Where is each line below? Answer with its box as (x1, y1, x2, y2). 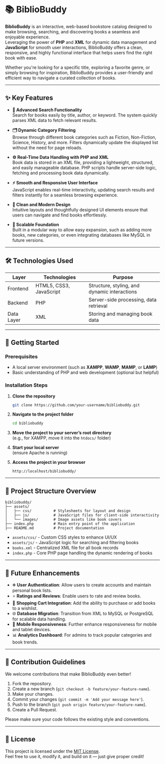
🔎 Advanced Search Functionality (12, 107, 82, 113)
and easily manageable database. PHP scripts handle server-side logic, (12, 164, 157, 170)
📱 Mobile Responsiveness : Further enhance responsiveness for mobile (12, 621, 157, 627)
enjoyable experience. (5, 34, 50, 40)
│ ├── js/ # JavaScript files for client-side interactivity (5, 513, 160, 518)
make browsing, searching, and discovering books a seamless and (5, 29, 140, 34)
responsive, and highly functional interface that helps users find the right (5, 50, 152, 56)
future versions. (12, 237, 45, 243)
